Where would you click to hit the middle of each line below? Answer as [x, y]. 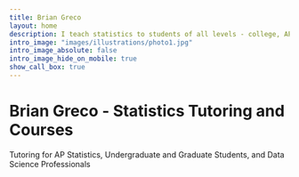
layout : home [33, 26]
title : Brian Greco [45, 17]
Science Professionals [50, 164]
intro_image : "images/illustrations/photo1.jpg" [101, 42]
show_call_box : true [48, 68]
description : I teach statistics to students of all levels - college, [145, 34]
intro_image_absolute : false [63, 51]
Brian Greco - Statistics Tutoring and [147, 111]
